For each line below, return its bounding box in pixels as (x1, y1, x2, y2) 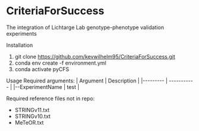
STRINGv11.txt (14, 106, 49, 113)
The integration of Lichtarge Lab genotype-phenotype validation (6, 24, 164, 31)
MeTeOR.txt (14, 119, 44, 126)
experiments (6, 30, 37, 37)
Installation (6, 41, 33, 49)
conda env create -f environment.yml (14, 59, 107, 66)
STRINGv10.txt (14, 113, 51, 120)
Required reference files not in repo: (6, 95, 95, 102)
